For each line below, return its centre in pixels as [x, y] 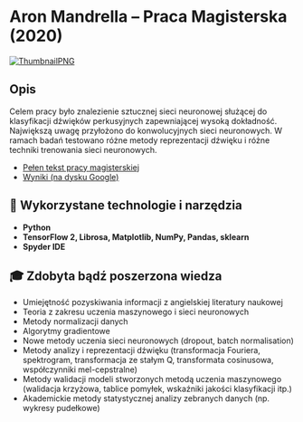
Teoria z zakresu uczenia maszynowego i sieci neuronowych [136, 312]
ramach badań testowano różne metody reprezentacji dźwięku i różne [140, 140]
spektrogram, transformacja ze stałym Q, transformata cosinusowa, [148, 360]
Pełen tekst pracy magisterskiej [81, 167]
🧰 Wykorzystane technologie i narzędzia [126, 206]
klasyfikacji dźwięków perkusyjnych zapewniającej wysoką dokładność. [143, 120]
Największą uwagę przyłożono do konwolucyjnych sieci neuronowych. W [146, 130]
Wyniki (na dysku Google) [71, 177]
